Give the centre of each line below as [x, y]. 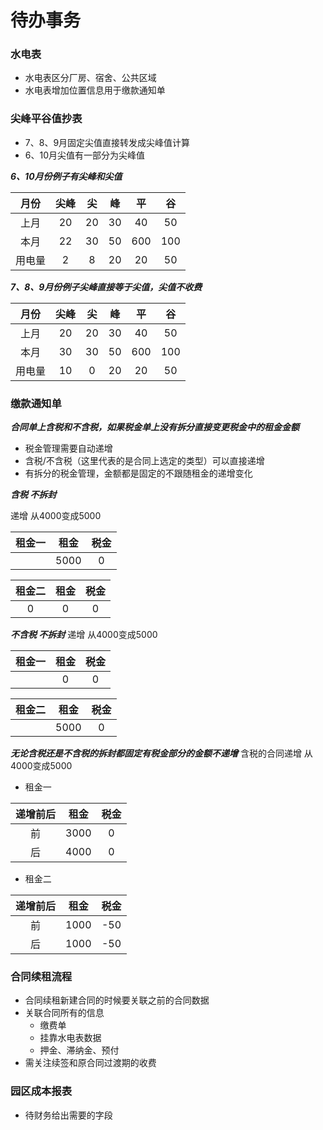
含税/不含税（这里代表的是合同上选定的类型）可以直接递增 [144, 461]
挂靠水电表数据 [70, 1038]
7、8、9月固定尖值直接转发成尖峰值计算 [107, 142]
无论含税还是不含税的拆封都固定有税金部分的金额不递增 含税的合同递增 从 [161, 753]
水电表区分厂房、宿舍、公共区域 [90, 78]
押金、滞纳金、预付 [79, 1050]
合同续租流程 [41, 976]
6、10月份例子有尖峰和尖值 [66, 176]
